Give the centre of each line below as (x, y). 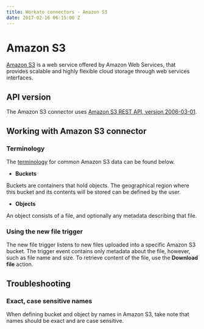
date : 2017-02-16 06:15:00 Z (43, 18)
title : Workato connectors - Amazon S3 (57, 12)
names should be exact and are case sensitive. (65, 320)
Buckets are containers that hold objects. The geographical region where (98, 185)
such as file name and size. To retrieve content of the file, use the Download (102, 258)
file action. (20, 264)
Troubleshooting (39, 283)
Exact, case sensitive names (49, 301)
